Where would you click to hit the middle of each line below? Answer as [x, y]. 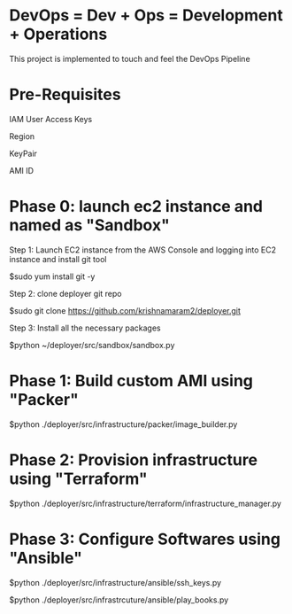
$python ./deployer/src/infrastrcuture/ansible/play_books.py [119, 600]
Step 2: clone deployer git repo [65, 293]
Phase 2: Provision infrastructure [134, 459]
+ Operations [58, 34]
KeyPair [23, 153]
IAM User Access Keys [51, 119]
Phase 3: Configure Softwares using [145, 539]
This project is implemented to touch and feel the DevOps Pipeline [130, 58]
